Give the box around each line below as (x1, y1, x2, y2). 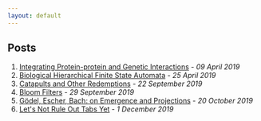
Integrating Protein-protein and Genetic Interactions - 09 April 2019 (18, 62, 240, 72)
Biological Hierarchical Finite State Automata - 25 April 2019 (18, 71, 216, 80)
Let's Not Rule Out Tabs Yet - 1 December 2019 (18, 104, 174, 114)
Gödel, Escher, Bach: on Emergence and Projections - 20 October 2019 (18, 96, 253, 106)
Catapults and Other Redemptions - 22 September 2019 (18, 79, 203, 88)
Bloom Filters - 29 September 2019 (18, 88, 135, 97)
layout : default (7, 11, 61, 20)
